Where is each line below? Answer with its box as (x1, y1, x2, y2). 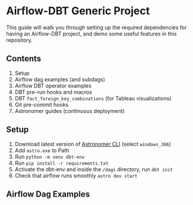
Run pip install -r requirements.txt (14, 159, 109, 166)
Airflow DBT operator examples (14, 82, 92, 89)
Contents (6, 53, 42, 64)
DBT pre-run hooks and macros (14, 88, 92, 96)
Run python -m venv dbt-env (14, 153, 85, 160)
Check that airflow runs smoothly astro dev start (14, 172, 138, 179)
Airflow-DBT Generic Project (6, 4, 150, 18)
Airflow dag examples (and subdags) (14, 75, 106, 83)
